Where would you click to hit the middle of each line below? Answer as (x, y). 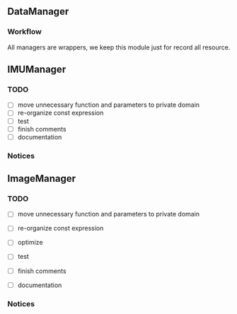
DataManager (38, 12)
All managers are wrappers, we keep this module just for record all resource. (119, 47)
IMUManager (37, 70)
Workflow (25, 32)
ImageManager (42, 179)
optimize (30, 243)
